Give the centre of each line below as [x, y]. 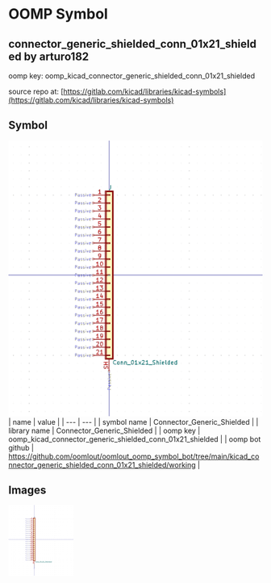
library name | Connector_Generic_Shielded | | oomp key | [104, 430]
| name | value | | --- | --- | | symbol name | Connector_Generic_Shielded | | [133, 422]
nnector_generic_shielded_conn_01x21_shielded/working [102, 464]
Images [27, 491]
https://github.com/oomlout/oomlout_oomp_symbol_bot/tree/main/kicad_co [134, 456]
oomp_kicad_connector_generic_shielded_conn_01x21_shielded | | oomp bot [135, 439]
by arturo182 [56, 56]
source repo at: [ [36, 91]
